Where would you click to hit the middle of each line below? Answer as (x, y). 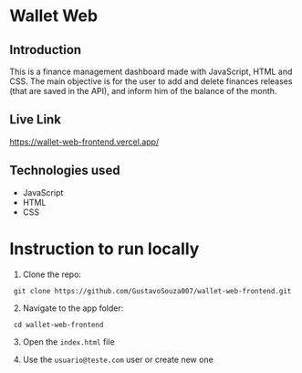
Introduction (46, 50)
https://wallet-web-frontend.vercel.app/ (84, 142)
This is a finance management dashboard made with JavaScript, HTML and (151, 71)
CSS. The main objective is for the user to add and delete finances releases (151, 81)
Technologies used (65, 171)
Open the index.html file (69, 341)
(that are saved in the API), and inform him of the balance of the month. (143, 91)
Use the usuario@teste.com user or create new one (118, 359)
